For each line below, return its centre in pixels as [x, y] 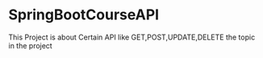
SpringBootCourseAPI [84, 15]
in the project [30, 45]
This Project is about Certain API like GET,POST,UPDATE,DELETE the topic [132, 37]
